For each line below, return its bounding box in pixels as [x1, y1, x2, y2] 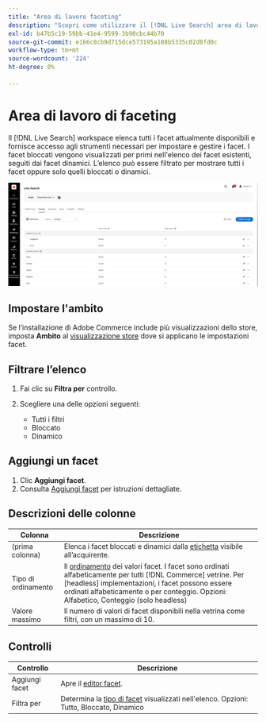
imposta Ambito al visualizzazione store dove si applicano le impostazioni [8, 331, 249, 341]
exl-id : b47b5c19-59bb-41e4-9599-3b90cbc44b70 [8, 29, 165, 37]
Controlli [8, 639, 52, 653]
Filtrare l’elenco [8, 362, 87, 376]
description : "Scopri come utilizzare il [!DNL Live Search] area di [8, 21, 243, 29]
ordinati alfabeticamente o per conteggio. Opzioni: [63, 586, 227, 596]
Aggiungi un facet [8, 454, 99, 468]
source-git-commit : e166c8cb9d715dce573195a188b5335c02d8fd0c [8, 38, 218, 46]
